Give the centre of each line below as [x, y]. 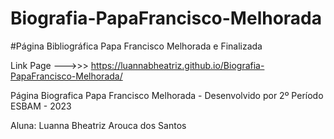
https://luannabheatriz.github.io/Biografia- [177, 65]
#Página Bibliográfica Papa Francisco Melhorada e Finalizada [136, 46]
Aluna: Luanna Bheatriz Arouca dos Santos [98, 125]
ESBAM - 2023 [41, 106]
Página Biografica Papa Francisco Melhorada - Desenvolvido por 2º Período [167, 95]
